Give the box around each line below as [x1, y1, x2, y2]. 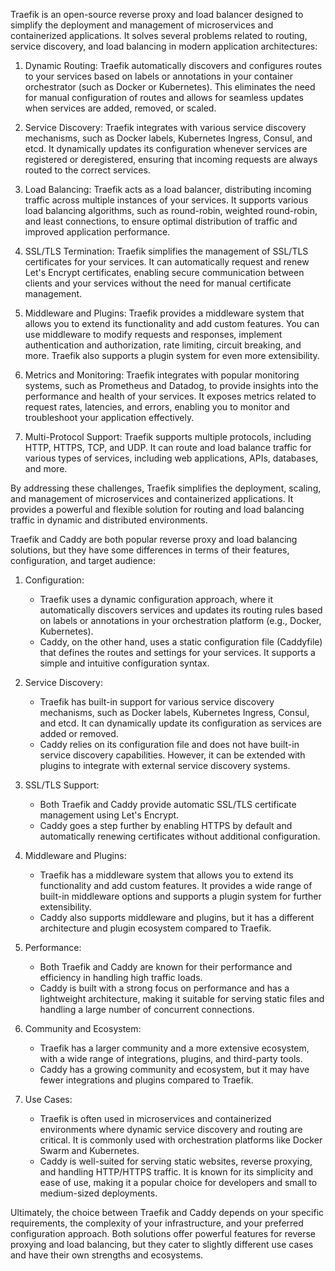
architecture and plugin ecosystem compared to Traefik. [39, 922, 272, 934]
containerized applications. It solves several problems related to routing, [10, 30, 308, 41]
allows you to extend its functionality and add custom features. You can [24, 318, 320, 329]
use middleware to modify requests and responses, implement [24, 329, 283, 340]
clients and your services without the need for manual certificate [24, 277, 292, 289]
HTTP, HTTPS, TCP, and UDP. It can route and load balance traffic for [24, 442, 312, 453]
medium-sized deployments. [39, 1187, 158, 1199]
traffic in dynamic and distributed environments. [10, 514, 208, 526]
